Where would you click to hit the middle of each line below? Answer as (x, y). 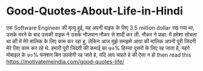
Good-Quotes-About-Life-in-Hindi (95, 11)
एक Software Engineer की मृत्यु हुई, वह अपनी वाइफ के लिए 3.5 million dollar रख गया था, (101, 28)
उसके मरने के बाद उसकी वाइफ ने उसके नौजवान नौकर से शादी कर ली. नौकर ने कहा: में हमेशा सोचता (101, 34)
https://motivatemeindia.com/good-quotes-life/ (65, 61)
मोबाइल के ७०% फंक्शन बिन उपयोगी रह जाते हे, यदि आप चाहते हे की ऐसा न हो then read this (99, 55)
